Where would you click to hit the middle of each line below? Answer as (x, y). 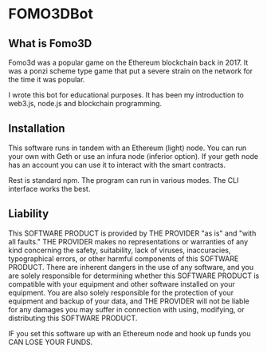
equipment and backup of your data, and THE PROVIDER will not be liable (129, 301)
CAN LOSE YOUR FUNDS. (51, 342)
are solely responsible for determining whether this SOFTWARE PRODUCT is (134, 276)
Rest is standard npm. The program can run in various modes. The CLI (124, 180)
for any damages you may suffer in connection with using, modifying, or (126, 309)
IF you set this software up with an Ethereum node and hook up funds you (130, 333)
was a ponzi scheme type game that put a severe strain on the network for (131, 71)
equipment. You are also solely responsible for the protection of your (121, 292)
